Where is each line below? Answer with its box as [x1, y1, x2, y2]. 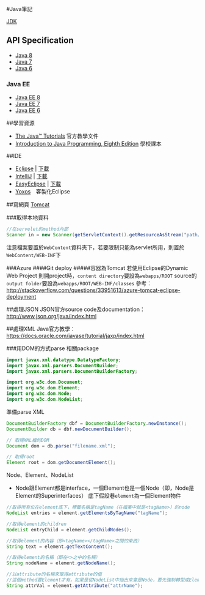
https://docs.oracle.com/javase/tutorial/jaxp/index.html [6, 332, 145, 339]
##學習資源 [6, 119, 35, 127]
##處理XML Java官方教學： [6, 325, 76, 332]
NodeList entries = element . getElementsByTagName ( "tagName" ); [6, 510, 168, 516]
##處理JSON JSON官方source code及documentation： [6, 305, 145, 313]
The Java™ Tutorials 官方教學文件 [15, 132, 99, 140]
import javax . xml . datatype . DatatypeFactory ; [6, 357, 121, 363]
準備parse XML [6, 408, 45, 415]
